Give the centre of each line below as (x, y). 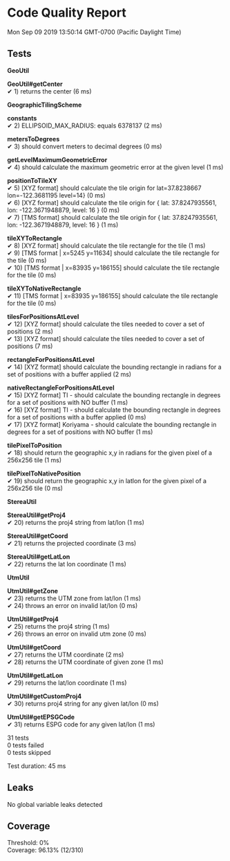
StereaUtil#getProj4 (37, 515)
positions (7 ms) (30, 346)
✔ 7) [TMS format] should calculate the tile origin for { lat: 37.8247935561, (113, 217)
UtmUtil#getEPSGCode (41, 717)
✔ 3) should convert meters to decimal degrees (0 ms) (85, 146)
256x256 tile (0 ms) (35, 488)
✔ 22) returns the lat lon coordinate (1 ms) (67, 564)
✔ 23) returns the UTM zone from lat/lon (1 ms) (74, 598)
